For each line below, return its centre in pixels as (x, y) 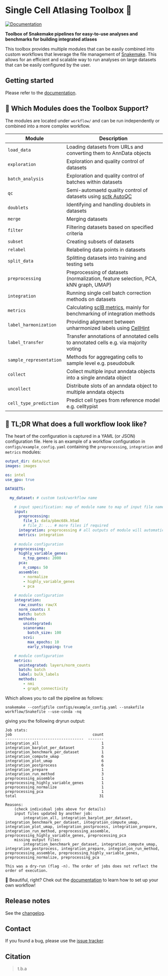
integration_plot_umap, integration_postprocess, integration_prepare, (81, 827)
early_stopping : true (50, 646)
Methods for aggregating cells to (105, 357)
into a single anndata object (99, 377)
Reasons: (14, 804)
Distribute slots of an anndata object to (112, 386)
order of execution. (27, 870)
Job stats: (16, 730)
